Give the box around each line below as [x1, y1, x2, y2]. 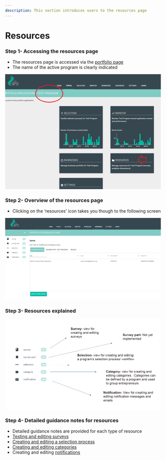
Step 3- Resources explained [5, 307, 76, 314]
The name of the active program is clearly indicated [12, 65, 118, 71]
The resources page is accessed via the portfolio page [12, 59, 124, 65]
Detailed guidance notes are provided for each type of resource [12, 428, 142, 434]
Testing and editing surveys [12, 434, 69, 440]
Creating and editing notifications [12, 450, 81, 456]
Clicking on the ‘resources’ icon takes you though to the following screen [12, 208, 161, 214]
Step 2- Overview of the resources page [5, 197, 103, 204]
